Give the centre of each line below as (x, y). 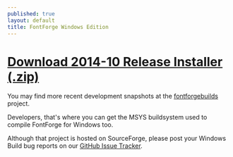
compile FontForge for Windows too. (60, 125)
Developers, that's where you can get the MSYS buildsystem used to (107, 118)
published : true (31, 14)
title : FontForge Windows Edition (58, 27)
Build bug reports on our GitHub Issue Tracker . (75, 146)
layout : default (31, 20)
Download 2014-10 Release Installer (115, 62)
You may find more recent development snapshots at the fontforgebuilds (113, 96)
